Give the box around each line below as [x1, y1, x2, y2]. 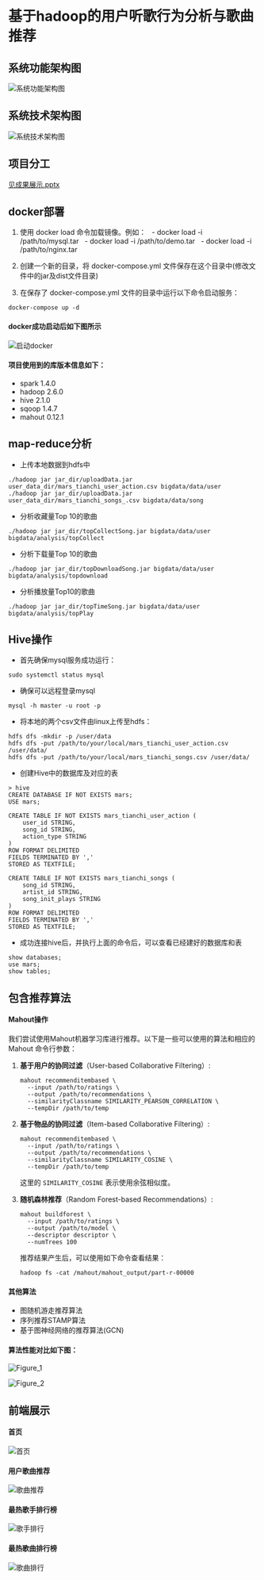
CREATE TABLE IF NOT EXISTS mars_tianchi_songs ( [8, 874, 176, 883]
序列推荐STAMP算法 [19, 1316, 86, 1325]
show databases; [8, 953, 62, 962]
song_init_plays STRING [22, 895, 101, 903]
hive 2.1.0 [19, 395, 51, 405]
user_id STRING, [22, 819, 77, 827]
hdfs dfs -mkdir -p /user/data [8, 733, 112, 741]
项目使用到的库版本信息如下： [8, 360, 105, 370]
